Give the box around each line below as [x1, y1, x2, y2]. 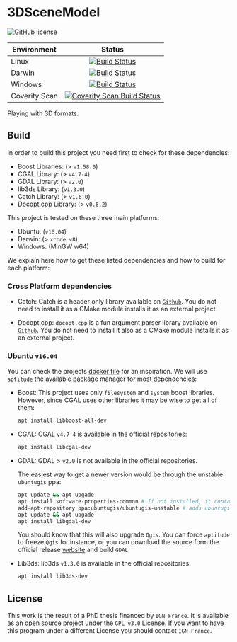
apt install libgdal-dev [17, 517, 91, 525]
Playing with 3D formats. [7, 109, 79, 117]
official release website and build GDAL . [17, 546, 130, 554]
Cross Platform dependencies [7, 281, 112, 291]
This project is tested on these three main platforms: [7, 213, 160, 222]
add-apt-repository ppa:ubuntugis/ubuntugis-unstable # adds [17, 504, 202, 512]
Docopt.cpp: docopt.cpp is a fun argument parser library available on [17, 319, 218, 327]
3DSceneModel [7, 4, 100, 21]
